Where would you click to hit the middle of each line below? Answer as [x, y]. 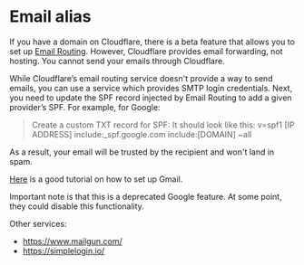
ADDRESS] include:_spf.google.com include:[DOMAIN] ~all [142, 134]
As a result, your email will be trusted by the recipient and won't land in [142, 152]
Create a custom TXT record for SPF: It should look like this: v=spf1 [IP [163, 125]
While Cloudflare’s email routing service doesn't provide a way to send [141, 78]
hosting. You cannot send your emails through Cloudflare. [117, 61]
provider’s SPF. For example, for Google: [85, 107]
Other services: [38, 223]
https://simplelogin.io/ [64, 251]
